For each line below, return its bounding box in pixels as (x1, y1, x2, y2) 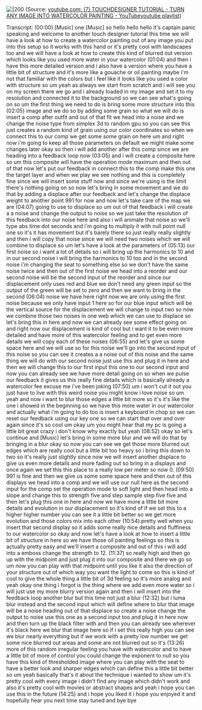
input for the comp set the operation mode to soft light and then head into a (6, 486, 193, 492)
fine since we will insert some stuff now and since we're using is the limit (6, 178, 186, 185)
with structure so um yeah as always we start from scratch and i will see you (6, 81, 195, 89)
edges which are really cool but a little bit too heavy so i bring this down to (6, 447, 191, 454)
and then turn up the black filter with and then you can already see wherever (6, 620, 196, 627)
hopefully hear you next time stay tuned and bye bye (6, 697, 137, 704)
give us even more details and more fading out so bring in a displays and (6, 460, 186, 467)
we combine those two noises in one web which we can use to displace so (6, 312, 191, 319)
